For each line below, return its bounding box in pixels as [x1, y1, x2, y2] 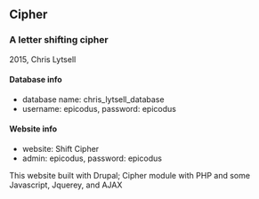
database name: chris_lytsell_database [21, 93, 165, 105]
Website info [9, 123, 58, 134]
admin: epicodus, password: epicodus [21, 153, 163, 163]
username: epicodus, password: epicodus [21, 103, 176, 114]
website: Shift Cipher [21, 144, 100, 155]
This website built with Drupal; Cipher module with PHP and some [9, 171, 251, 181]
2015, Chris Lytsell [9, 53, 77, 65]
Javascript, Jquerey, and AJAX [9, 179, 123, 190]
